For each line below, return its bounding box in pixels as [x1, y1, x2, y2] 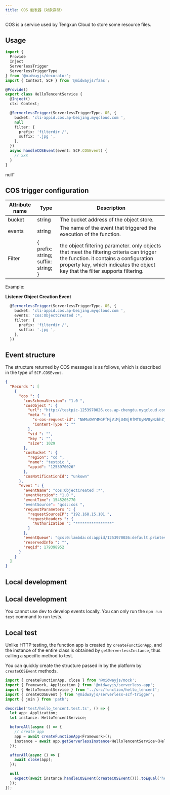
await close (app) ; [14, 757, 53, 762]
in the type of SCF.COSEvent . [5, 369, 63, 376]
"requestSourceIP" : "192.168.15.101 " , [27, 512, 112, 517]
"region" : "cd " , [27, 455, 65, 460]
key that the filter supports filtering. [60, 268, 144, 275]
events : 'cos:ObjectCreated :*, [14, 313, 82, 318]
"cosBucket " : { [23, 450, 58, 455]
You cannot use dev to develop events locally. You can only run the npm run [5, 608, 162, 615]
